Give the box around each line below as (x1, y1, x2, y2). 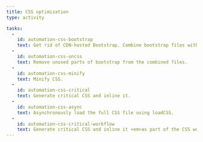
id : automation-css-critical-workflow (17, 121, 115, 127)
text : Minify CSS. (17, 76, 63, 82)
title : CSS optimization (6, 8, 69, 15)
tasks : (6, 25, 23, 31)
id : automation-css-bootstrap (17, 37, 94, 43)
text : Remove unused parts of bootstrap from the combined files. (17, 59, 188, 65)
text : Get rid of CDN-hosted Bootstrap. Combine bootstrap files (17, 42, 185, 48)
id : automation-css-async (17, 104, 83, 110)
